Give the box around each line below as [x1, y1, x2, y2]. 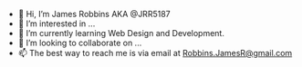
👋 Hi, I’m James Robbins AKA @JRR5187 [17, 9, 171, 19]
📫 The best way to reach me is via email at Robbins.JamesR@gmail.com [17, 48, 293, 58]
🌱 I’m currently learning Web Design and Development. [17, 28, 225, 38]
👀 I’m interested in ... [17, 18, 96, 29]
